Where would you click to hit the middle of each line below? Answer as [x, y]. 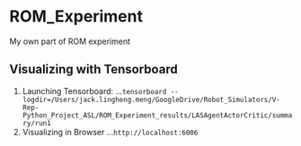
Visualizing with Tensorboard [93, 69]
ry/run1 [36, 123]
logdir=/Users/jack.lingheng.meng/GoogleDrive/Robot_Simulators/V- [151, 99]
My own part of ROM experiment [70, 41]
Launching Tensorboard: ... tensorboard [94, 90]
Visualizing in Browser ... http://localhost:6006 [110, 132]
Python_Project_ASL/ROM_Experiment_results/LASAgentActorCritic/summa [157, 115]
